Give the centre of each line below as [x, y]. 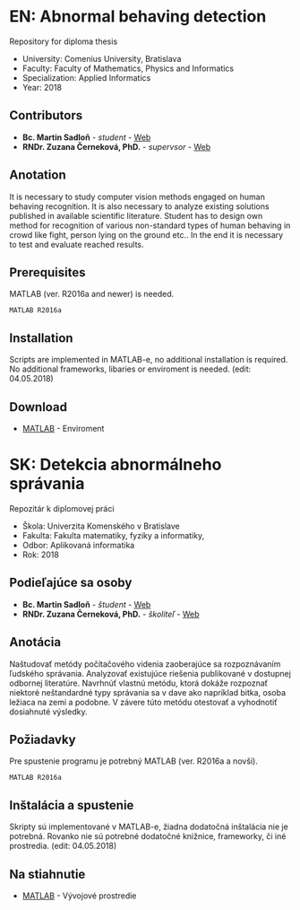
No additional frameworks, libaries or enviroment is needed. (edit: [130, 369]
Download [38, 407]
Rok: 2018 [41, 555]
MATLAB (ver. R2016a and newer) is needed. [92, 294]
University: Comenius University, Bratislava [102, 58]
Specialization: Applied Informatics [86, 77]
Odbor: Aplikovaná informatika [78, 545]
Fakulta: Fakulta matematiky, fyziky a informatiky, [113, 535]
